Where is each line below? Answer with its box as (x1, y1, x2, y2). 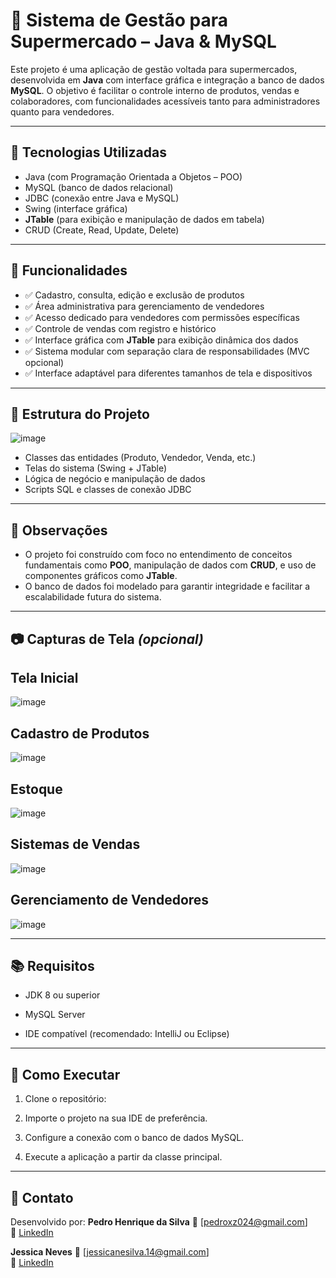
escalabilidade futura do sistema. (24, 591, 162, 603)
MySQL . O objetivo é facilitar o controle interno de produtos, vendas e (10, 84, 300, 96)
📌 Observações (10, 522, 108, 539)
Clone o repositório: (24, 1093, 107, 1105)
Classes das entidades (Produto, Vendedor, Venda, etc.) (24, 452, 257, 464)
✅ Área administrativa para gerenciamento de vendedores (24, 300, 265, 312)
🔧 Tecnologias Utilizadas (10, 144, 167, 161)
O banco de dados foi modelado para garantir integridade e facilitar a (24, 580, 311, 593)
